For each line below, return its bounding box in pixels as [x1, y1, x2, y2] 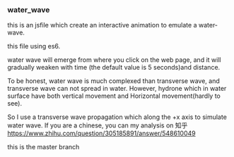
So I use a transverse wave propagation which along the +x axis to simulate [7, 113, 228, 121]
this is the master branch [7, 143, 80, 151]
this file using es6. [7, 42, 61, 51]
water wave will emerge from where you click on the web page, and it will [7, 56, 221, 64]
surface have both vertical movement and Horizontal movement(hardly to [7, 92, 221, 100]
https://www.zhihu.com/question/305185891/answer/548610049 [7, 129, 196, 138]
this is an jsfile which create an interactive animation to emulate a [7, 21, 197, 30]
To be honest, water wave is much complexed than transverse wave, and [7, 77, 221, 85]
